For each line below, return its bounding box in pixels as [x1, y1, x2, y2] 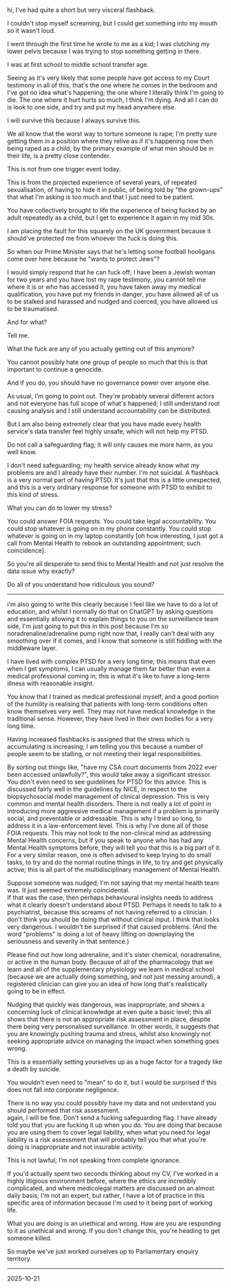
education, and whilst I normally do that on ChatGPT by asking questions [7, 608, 214, 615]
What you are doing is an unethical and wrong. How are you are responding [7, 1219, 221, 1227]
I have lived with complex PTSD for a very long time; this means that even [7, 657, 216, 665]
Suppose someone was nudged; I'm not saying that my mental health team [7, 879, 219, 887]
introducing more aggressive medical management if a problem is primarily [7, 807, 220, 815]
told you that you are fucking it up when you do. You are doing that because [7, 1121, 222, 1129]
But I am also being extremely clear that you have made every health [7, 420, 201, 428]
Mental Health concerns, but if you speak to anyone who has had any [7, 836, 204, 844]
